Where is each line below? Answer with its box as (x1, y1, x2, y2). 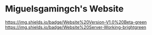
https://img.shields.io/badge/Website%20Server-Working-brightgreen (5, 24, 147, 30)
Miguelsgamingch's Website (5, 3, 124, 14)
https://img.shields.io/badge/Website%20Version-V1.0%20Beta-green (5, 19, 147, 25)
